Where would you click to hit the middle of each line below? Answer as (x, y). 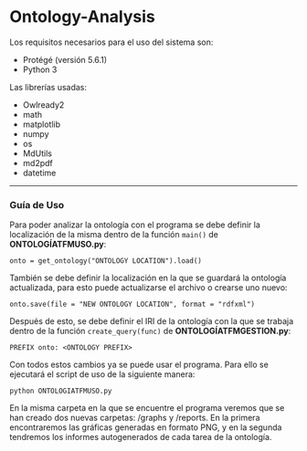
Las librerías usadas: (48, 87)
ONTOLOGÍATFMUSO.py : (58, 245)
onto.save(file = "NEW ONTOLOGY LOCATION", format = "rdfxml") (132, 304)
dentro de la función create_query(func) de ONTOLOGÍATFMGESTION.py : (150, 331)
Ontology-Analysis (82, 17)
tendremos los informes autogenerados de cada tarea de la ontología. (141, 437)
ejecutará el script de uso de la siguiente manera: (102, 374)
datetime (39, 173)
